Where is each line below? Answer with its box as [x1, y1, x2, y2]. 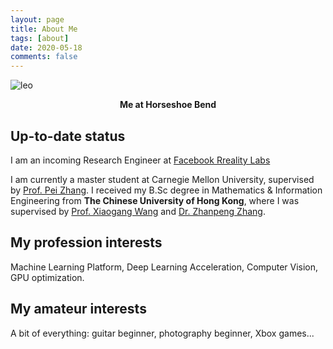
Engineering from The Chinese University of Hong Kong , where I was [10, 194, 300, 206]
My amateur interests [10, 301, 147, 318]
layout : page [10, 14, 65, 25]
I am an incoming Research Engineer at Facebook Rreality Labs [10, 154, 271, 166]
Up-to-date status [10, 127, 126, 145]
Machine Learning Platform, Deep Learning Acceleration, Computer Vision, [10, 261, 319, 273]
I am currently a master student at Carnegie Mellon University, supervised [10, 173, 315, 185]
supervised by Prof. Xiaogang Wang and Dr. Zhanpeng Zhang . [10, 205, 266, 217]
